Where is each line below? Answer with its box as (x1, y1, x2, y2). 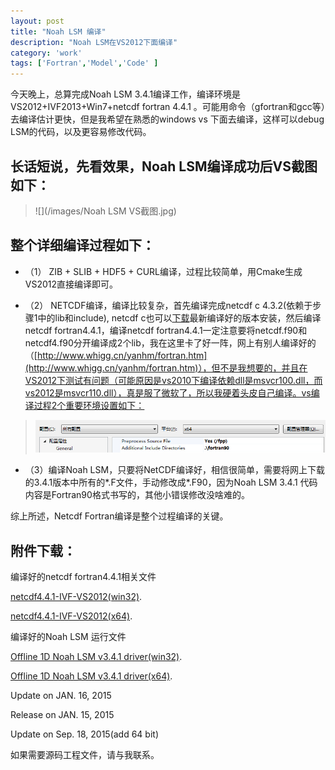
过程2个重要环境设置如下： (33, 399, 145, 411)
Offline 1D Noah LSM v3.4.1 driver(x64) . (10, 670, 173, 682)
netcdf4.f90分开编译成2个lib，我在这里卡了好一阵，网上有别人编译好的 (24, 336, 317, 349)
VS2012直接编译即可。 (24, 278, 119, 290)
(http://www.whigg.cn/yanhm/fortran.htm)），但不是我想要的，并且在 (24, 361, 308, 374)
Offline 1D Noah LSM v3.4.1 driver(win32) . (10, 651, 183, 663)
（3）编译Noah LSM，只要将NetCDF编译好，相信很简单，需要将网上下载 (24, 464, 326, 476)
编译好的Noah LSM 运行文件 (10, 631, 127, 643)
